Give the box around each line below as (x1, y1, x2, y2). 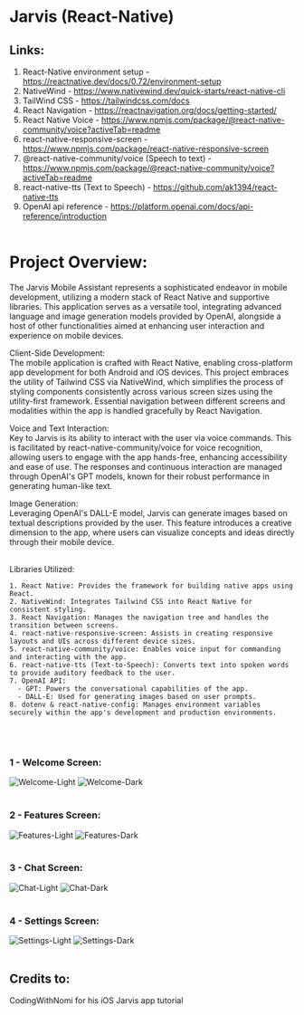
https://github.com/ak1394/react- (153, 182, 278, 192)
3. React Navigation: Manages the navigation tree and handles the (9, 613, 270, 622)
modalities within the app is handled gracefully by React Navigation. (9, 405, 262, 416)
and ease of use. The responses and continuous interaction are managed (9, 461, 283, 472)
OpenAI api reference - (22, 201, 109, 212)
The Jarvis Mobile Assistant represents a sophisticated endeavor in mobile (9, 282, 288, 292)
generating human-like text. (9, 480, 113, 491)
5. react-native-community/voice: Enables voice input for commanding (9, 645, 281, 654)
